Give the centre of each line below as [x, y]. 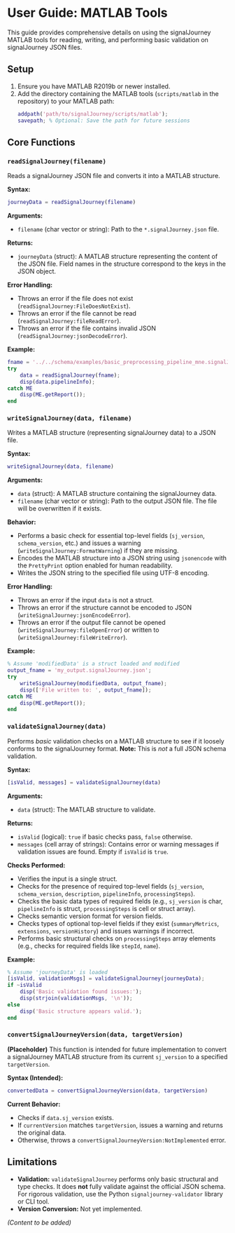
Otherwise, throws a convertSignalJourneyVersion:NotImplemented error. [122, 1140]
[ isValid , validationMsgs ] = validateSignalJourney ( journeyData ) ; [106, 979]
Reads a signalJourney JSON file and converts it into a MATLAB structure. [114, 176]
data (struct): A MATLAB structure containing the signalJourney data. [117, 494]
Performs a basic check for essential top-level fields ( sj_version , [111, 536]
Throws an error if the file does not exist [75, 299]
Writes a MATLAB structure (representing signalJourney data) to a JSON [112, 433]
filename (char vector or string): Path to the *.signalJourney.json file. [118, 229]
